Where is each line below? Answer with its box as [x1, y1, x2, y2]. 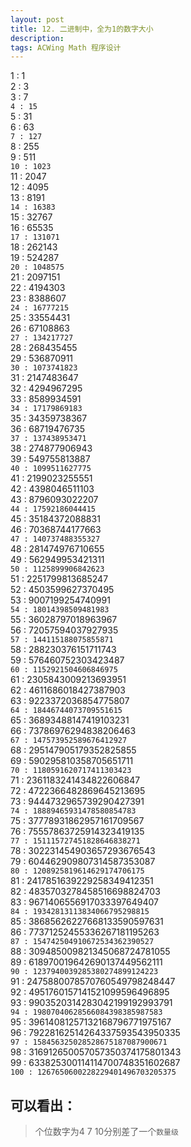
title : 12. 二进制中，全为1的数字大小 [10, 24, 154, 34]
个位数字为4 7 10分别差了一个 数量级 [34, 1126, 179, 1138]
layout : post [10, 14, 65, 25]
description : [10, 33, 65, 43]
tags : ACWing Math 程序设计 [10, 42, 122, 53]
